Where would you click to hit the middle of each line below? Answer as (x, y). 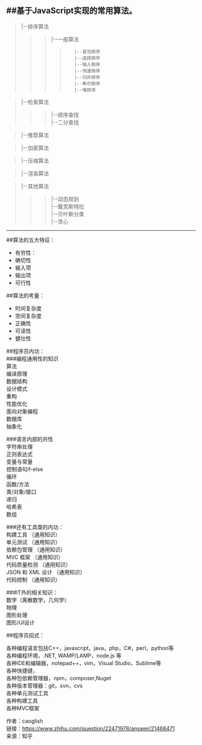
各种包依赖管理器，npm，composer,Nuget (59, 678)
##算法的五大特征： (31, 240)
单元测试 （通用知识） (33, 542)
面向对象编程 (22, 411)
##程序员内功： (26, 351)
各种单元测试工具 (27, 693)
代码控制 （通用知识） (33, 580)
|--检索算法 (35, 102)
